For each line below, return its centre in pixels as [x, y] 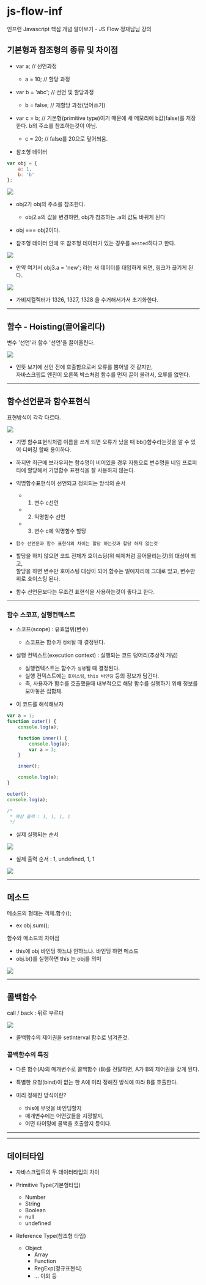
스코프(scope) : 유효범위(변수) [52, 629]
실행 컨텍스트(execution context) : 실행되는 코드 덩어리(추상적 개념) [97, 655]
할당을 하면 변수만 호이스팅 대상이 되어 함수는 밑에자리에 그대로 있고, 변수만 [105, 571]
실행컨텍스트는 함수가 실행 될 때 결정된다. [72, 668]
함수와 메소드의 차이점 [33, 938]
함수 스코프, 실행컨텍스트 [41, 615]
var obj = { [22, 163]
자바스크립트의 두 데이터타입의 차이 [57, 1172]
